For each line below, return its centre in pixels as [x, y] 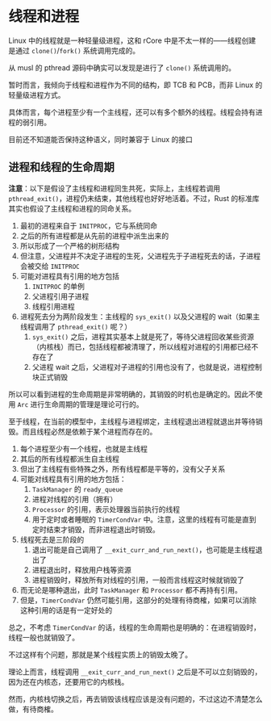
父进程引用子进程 [60, 296]
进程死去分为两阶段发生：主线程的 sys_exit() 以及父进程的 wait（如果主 [140, 316]
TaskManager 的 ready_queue [77, 488]
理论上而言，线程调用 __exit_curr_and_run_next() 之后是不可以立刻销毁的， [135, 672]
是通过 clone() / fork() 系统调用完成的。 [74, 50]
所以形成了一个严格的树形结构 [69, 245]
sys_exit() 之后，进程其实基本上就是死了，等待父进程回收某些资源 [143, 337]
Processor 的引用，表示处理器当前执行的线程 [106, 509]
